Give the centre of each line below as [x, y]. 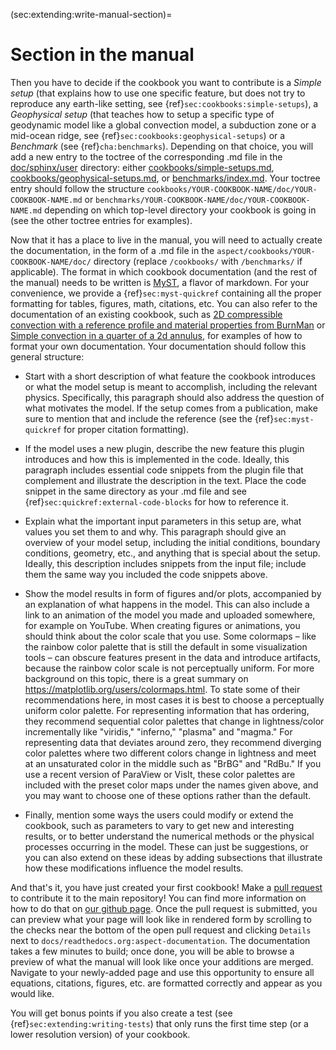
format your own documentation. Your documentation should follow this [158, 346]
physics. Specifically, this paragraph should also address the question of [174, 397]
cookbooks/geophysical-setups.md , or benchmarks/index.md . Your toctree [165, 178]
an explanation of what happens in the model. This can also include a [167, 604]
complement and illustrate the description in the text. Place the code [165, 480]
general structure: [47, 356]
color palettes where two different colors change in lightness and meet [170, 753]
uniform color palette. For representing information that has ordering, [167, 710]
